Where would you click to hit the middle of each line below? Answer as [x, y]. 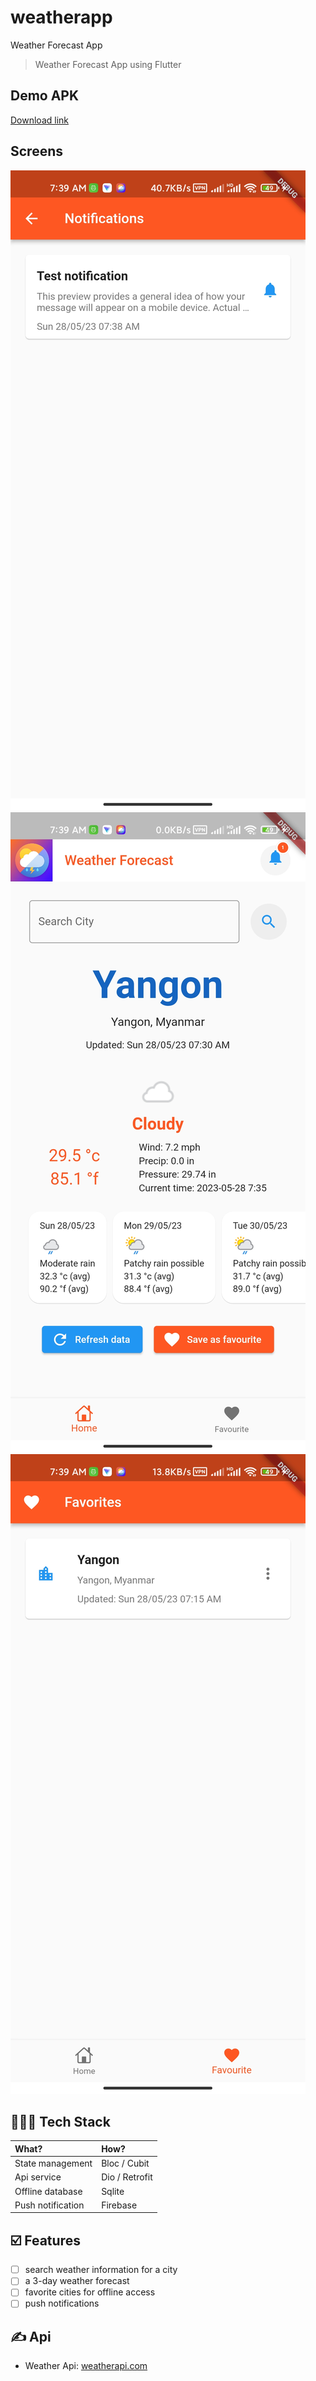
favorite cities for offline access [90, 2292]
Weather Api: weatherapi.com [86, 2366]
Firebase [119, 2205]
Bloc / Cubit [125, 2163]
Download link [40, 120]
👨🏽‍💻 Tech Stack [60, 2121]
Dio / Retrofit [127, 2177]
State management [53, 2163]
